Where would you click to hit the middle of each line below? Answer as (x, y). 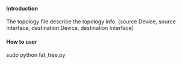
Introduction (22, 8)
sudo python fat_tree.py (36, 55)
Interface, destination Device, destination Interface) (70, 28)
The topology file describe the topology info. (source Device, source (91, 22)
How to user (22, 41)
